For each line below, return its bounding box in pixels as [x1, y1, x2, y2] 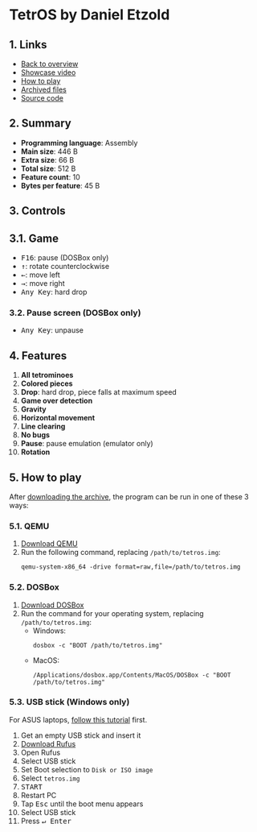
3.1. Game [9, 231, 59, 245]
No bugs [20, 430, 51, 440]
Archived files [20, 85, 67, 94]
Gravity [20, 404, 47, 414]
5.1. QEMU [9, 520, 50, 532]
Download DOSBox [20, 600, 84, 610]
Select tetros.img [20, 773, 80, 783]
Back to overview [20, 59, 79, 68]
